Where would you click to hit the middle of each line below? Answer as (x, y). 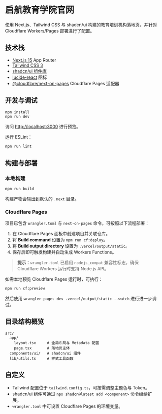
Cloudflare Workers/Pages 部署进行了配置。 (50, 31)
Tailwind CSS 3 (28, 65)
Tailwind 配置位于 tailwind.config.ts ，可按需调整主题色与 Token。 (81, 387)
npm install (17, 112)
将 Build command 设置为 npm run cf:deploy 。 (60, 240)
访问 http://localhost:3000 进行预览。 (43, 127)
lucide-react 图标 (30, 77)
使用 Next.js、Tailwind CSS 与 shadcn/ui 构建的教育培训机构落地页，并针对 (81, 25)
